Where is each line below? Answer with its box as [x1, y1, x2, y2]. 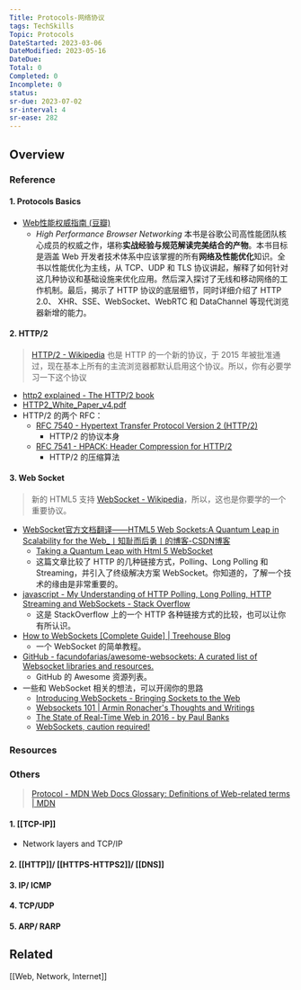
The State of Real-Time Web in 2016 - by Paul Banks [35, 712, 230, 723]
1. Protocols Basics [9, 196, 82, 207]
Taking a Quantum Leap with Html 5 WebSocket [35, 546, 213, 557]
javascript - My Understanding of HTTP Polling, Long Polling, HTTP [22, 589, 272, 600]
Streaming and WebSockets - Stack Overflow [22, 599, 190, 610]
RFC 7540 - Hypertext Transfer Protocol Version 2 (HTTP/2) [35, 420, 259, 431]
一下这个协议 [39, 371, 87, 382]
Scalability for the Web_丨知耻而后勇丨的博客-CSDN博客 [22, 536, 231, 547]
